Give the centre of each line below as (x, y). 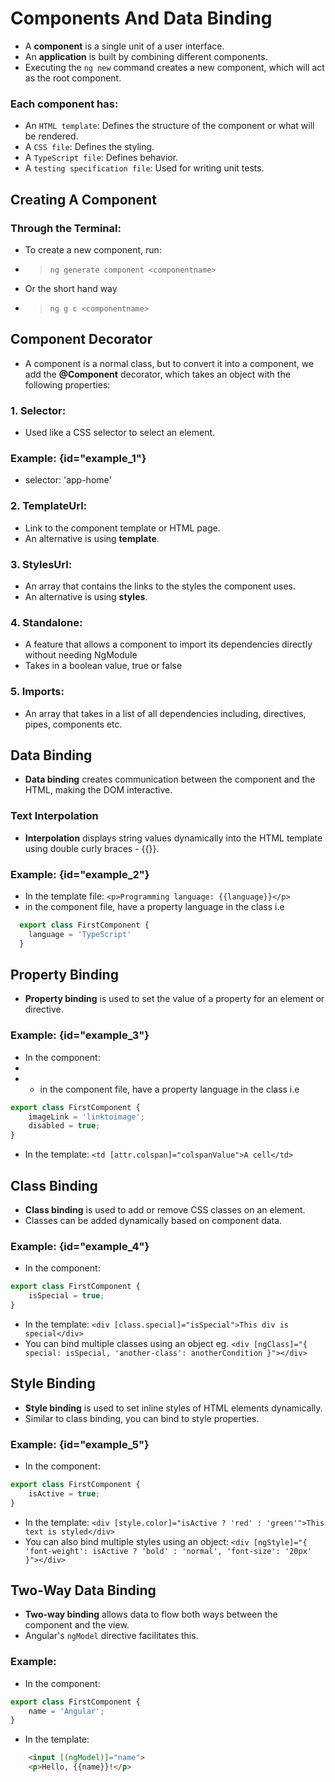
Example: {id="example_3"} (80, 1035)
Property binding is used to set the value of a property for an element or (174, 999)
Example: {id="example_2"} (80, 874)
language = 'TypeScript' (80, 934)
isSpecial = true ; (66, 1296)
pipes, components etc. (73, 724)
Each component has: (64, 104)
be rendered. (51, 136)
